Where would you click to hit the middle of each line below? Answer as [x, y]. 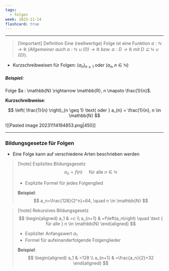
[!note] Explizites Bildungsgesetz [52, 164]
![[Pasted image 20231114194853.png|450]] [51, 125]
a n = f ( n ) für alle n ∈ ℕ [91, 173]
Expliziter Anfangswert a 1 [51, 234]
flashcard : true [22, 24]
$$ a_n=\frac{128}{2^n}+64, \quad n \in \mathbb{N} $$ [91, 201]
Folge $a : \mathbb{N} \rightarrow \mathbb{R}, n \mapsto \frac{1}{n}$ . [78, 91]
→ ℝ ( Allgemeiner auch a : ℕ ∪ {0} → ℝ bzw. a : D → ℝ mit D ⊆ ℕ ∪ [88, 49]
